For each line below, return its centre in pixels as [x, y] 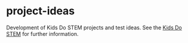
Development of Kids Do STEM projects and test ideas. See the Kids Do [94, 27]
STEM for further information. [42, 33]
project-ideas [41, 11]
